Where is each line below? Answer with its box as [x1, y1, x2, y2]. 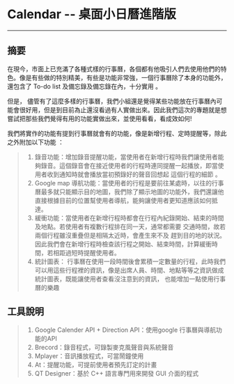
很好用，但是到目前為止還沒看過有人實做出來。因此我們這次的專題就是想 [19, 105, 227, 114]
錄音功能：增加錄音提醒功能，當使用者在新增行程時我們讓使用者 [34, 153, 218, 161]
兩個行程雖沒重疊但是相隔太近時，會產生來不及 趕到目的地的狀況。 [34, 231, 226, 239]
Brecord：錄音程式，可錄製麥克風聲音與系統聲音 [34, 343, 174, 351]
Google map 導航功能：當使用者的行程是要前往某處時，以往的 [34, 178, 212, 187]
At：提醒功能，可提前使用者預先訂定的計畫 [34, 360, 157, 369]
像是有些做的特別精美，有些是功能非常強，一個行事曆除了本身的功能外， [19, 73, 227, 82]
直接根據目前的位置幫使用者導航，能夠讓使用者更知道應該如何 [34, 196, 212, 204]
